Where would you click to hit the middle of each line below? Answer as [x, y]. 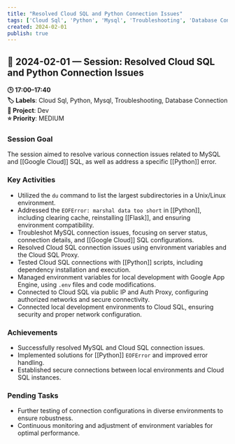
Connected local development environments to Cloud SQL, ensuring [115, 307]
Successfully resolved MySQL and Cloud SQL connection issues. [111, 347]
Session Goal [30, 139]
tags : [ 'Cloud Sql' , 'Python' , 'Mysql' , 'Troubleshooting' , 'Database [112, 20]
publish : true [28, 33]
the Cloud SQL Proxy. [48, 255]
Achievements [33, 332]
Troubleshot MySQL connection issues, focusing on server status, [113, 233]
